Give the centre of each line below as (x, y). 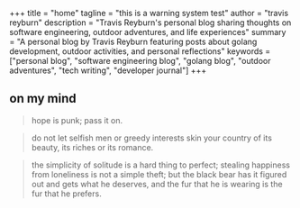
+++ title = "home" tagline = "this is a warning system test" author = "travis (149, 13)
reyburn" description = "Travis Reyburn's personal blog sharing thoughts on (150, 23)
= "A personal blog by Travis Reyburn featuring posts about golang (133, 41)
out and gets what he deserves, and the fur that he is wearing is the (157, 184)
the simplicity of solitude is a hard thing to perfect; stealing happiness (161, 165)
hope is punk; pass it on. (77, 120)
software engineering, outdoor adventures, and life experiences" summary (148, 32)
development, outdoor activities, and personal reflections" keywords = (140, 51)
